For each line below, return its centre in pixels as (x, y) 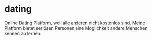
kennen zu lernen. (23, 33)
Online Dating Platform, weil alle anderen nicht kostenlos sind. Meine (75, 23)
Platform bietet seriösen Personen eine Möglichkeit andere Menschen (76, 28)
